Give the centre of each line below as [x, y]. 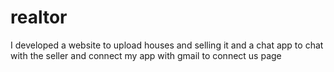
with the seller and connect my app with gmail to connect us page [146, 55]
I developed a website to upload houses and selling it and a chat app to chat [167, 45]
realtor [39, 17]
